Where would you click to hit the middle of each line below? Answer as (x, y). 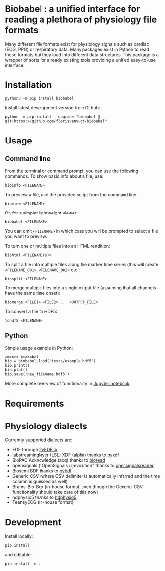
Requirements (35, 403)
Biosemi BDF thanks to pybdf (42, 471)
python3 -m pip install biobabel (40, 98)
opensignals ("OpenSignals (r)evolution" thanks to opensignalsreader (83, 465)
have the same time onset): (33, 293)
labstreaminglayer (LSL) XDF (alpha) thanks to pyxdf (66, 455)
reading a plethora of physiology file (81, 20)
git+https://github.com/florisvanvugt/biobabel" (56, 121)
